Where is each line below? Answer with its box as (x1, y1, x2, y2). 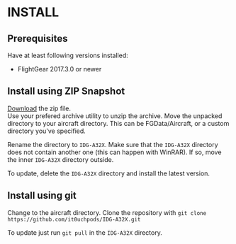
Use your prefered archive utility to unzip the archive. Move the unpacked (7, 111, 223, 120)
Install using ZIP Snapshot (7, 86, 125, 98)
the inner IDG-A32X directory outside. (7, 155, 114, 163)
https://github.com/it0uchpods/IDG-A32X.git (7, 216, 141, 223)
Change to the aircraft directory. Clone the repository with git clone (7, 208, 207, 216)
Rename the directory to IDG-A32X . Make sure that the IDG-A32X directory (7, 140, 218, 149)
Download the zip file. (7, 104, 72, 112)
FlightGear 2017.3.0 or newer (17, 65, 102, 73)
